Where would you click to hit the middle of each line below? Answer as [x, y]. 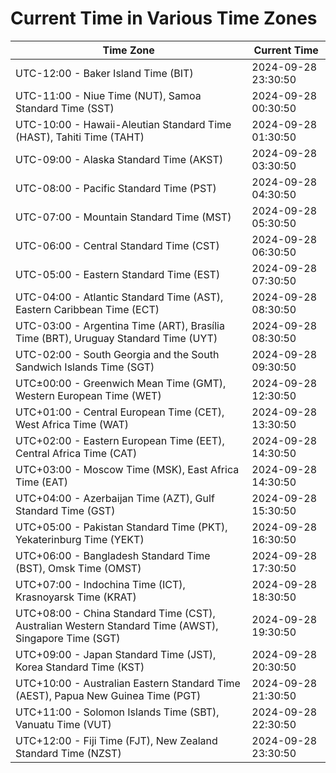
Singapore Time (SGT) [68, 638]
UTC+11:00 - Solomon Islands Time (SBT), [117, 712]
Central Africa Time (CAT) [76, 453]
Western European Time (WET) [88, 395]
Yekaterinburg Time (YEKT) [80, 539]
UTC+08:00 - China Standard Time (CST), [115, 613]
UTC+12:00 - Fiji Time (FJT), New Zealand [116, 740]
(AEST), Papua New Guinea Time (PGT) [108, 695]
